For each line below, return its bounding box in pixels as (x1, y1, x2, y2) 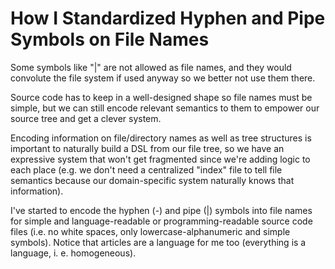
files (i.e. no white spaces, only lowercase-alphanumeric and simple (10, 225, 291, 237)
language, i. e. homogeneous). (10, 247, 137, 259)
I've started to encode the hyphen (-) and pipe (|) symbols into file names (10, 204, 313, 216)
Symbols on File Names (10, 28, 210, 51)
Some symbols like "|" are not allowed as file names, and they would (10, 61, 292, 73)
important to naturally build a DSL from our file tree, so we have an (10, 142, 285, 154)
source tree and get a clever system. (10, 112, 162, 124)
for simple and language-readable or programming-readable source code (10, 215, 313, 227)
